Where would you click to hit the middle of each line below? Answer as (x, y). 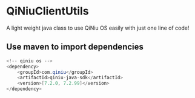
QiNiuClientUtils (48, 11)
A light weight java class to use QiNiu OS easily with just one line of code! (98, 28)
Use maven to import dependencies (75, 47)
